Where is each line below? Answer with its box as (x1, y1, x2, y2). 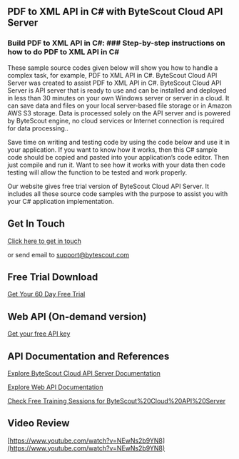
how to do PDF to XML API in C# (7, 47, 120, 57)
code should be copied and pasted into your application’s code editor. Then (7, 153, 230, 161)
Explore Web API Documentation (7, 383, 103, 391)
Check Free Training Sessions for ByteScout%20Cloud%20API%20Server (7, 396, 226, 405)
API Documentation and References (7, 350, 170, 362)
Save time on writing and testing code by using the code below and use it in (7, 138, 230, 146)
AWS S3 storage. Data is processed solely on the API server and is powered (7, 108, 230, 117)
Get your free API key (7, 329, 71, 338)
